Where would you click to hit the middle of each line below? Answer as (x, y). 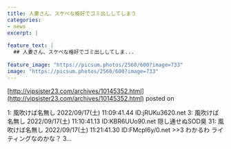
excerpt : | (23, 33)
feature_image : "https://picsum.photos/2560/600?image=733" (96, 65)
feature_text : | (30, 46)
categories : (24, 20)
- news (17, 26)
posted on (160, 98)
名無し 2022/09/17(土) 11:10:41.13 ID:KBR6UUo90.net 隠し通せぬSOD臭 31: (112, 121)
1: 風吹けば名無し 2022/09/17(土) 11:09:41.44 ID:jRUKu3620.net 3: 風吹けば (113, 112)
